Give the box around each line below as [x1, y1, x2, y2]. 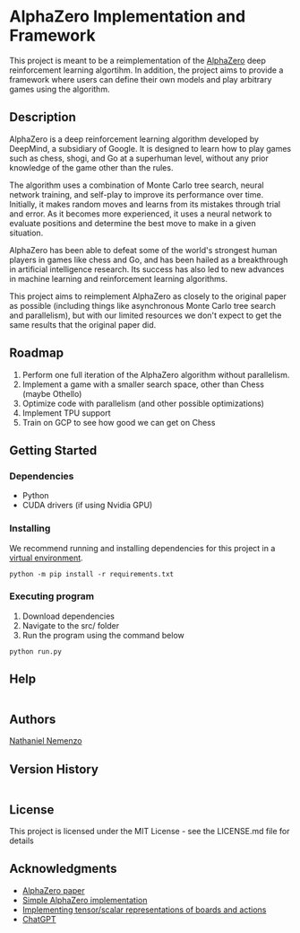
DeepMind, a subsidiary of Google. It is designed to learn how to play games [9, 143, 292, 154]
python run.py [9, 647, 63, 656]
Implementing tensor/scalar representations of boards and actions [21, 904, 267, 915]
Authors [9, 712, 56, 727]
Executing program [9, 590, 95, 603]
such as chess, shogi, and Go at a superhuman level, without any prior [9, 153, 269, 163]
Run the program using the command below [21, 629, 185, 640]
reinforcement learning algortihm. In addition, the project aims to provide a [9, 65, 284, 75]
